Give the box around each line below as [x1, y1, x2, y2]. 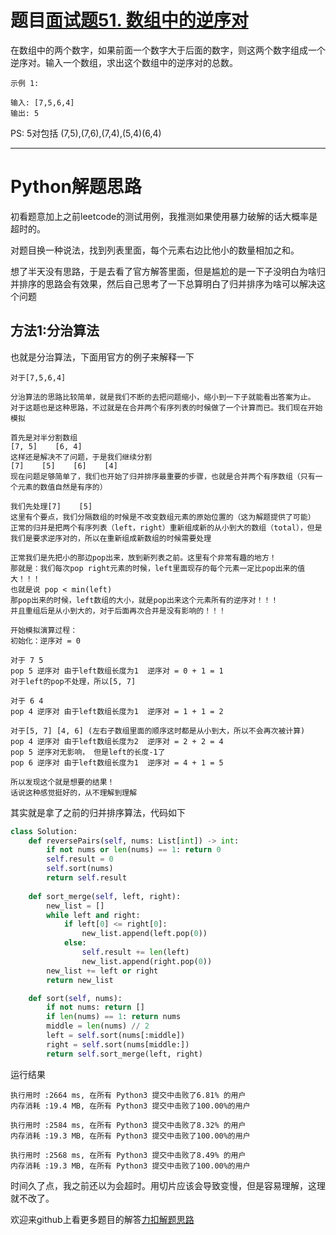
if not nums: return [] [46, 1002, 145, 1013]
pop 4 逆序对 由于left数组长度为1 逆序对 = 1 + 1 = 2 [10, 706, 224, 716]
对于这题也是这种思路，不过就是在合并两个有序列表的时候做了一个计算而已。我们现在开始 [10, 402, 323, 413]
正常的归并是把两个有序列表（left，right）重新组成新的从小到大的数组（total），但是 [10, 522, 323, 533]
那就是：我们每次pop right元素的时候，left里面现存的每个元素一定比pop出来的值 [10, 563, 306, 573]
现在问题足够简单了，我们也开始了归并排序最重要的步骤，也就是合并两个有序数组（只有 [10, 471, 316, 481]
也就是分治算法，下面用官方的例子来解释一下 [10, 351, 195, 363]
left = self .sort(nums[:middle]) [46, 1031, 186, 1041]
